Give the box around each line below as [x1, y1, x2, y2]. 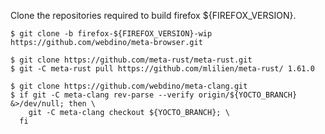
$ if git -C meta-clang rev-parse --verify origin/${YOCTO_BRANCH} [10, 90, 298, 100]
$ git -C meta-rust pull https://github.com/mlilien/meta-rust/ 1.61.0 [10, 64, 315, 74]
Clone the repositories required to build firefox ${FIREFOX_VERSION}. [10, 10, 297, 21]
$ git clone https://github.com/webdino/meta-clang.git [10, 81, 248, 91]
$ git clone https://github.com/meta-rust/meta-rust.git [10, 55, 253, 65]
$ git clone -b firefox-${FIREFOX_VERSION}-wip [10, 29, 213, 39]
